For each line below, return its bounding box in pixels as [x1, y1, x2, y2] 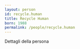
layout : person [4, 7, 36, 12]
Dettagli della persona [4, 38, 49, 44]
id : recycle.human [4, 12, 42, 16]
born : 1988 [4, 20, 27, 26]
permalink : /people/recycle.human [4, 25, 76, 30]
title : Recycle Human [4, 16, 49, 21]
